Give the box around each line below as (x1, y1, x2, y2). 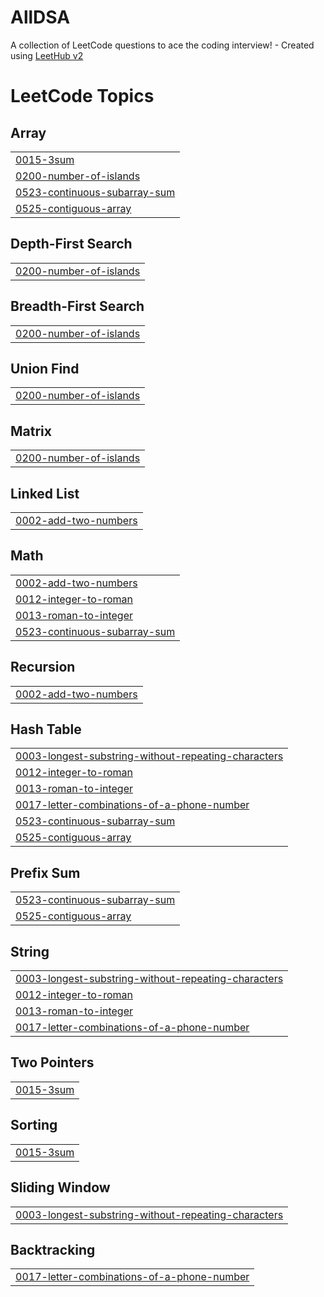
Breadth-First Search (10, 298, 145, 315)
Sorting (10, 1117, 58, 1134)
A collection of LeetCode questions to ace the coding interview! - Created (10, 39, 315, 51)
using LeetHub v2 (10, 49, 84, 61)
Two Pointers (10, 1054, 95, 1071)
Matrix (10, 422, 52, 440)
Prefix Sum (10, 864, 81, 881)
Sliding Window (10, 1179, 111, 1196)
